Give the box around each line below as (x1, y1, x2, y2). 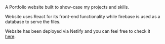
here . (5, 34, 16, 39)
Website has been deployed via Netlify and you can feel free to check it (5, 28, 151, 34)
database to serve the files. (5, 19, 61, 24)
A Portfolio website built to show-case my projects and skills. (5, 4, 129, 10)
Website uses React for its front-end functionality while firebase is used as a (5, 14, 161, 19)
